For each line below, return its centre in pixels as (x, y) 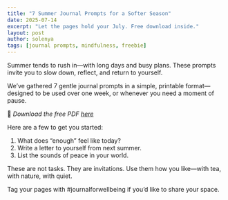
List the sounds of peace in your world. (73, 155)
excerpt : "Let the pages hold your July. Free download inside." (103, 26)
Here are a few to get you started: (55, 127)
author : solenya (30, 39)
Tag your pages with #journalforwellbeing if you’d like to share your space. (113, 189)
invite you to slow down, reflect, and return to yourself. (85, 72)
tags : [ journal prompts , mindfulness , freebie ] (77, 46)
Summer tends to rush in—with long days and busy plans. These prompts (112, 65)
